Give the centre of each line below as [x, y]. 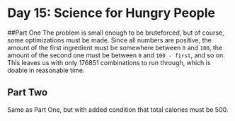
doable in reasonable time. [46, 70]
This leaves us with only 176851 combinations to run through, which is [109, 62]
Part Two [28, 92]
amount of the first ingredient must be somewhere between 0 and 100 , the [115, 47]
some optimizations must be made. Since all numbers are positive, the [110, 40]
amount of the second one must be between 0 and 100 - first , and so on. [116, 55]
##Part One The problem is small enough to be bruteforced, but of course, [116, 33]
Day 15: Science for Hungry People [111, 13]
